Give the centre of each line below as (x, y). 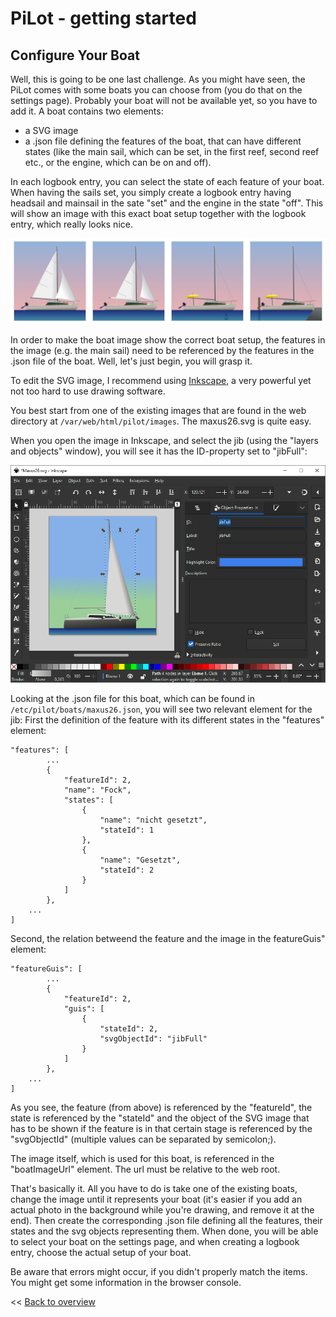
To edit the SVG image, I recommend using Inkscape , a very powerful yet (161, 380)
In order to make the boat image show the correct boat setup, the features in (168, 339)
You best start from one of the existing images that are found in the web (158, 410)
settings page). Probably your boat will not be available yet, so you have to (164, 100)
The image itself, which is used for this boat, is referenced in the (142, 1158)
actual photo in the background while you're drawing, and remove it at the (162, 1209)
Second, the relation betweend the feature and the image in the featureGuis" (168, 938)
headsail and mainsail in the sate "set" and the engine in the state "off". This (167, 203)
